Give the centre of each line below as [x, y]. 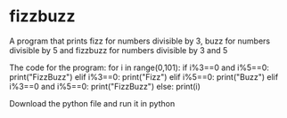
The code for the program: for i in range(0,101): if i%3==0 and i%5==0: [139, 67]
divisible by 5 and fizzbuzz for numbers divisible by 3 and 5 [119, 50]
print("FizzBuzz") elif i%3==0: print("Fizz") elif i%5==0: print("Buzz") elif [144, 76]
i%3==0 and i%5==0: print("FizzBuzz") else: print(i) [105, 86]
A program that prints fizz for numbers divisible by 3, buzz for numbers [139, 41]
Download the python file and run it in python [92, 103]
